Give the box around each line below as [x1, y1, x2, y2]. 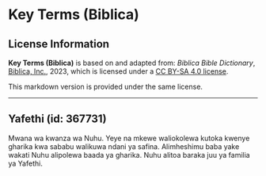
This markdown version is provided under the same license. [8, 82, 203, 91]
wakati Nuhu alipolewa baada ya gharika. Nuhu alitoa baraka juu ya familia [8, 150, 251, 159]
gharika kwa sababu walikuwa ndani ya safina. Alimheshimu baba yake [8, 141, 240, 151]
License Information [8, 37, 109, 51]
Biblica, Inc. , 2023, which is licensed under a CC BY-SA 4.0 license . [8, 67, 229, 76]
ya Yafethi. [8, 159, 44, 168]
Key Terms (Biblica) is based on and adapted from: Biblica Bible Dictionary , [8, 58, 256, 67]
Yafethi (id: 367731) [8, 113, 107, 126]
